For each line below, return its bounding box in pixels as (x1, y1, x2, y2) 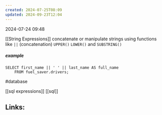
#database (5, 79, 28, 85)
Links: (5, 103, 25, 111)
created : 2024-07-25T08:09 (5, 7, 62, 13)
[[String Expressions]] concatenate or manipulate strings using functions (5, 36, 157, 42)
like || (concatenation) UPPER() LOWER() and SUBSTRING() (5, 41, 123, 47)
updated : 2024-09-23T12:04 (5, 12, 62, 17)
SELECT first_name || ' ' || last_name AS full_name (5, 65, 119, 71)
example (5, 52, 24, 59)
